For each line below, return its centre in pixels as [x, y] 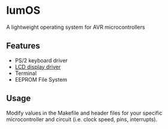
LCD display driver [38, 67]
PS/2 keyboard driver [41, 60]
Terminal [26, 73]
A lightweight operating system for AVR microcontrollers [76, 27]
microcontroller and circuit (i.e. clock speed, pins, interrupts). [82, 119]
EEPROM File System [41, 79]
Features [23, 46]
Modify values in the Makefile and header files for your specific [84, 113]
